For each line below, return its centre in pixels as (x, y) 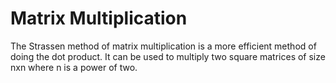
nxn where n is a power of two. (74, 67)
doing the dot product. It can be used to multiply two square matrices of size (168, 56)
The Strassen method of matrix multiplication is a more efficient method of (163, 46)
